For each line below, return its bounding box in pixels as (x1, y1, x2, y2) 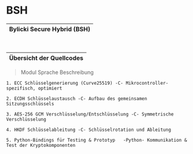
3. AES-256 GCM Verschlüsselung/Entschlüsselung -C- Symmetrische (6, 111, 174, 117)
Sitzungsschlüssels (6, 101, 55, 107)
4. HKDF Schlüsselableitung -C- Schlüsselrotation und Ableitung (6, 127, 171, 133)
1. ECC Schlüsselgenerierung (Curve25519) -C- (6, 80, 124, 86)
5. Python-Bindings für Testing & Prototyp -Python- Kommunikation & (6, 137, 187, 143)
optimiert (37, 85, 62, 91)
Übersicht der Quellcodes (9, 54, 84, 62)
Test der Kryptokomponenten (6, 142, 76, 148)
